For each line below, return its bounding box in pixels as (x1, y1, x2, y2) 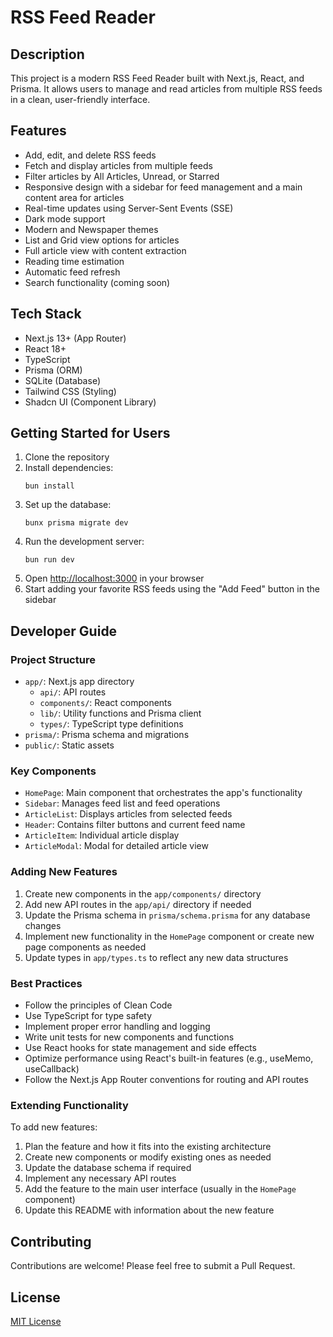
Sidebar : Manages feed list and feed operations (24, 797, 221, 810)
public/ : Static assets (24, 739, 115, 751)
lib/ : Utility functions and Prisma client (39, 707, 202, 720)
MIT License (10, 1315, 62, 1327)
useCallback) (24, 1063, 80, 1075)
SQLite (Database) (24, 374, 101, 386)
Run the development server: (24, 536, 145, 548)
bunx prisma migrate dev (24, 518, 129, 528)
